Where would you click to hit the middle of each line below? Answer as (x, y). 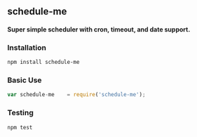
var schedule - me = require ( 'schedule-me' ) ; (76, 95)
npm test (20, 127)
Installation (27, 47)
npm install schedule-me (43, 63)
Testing (20, 113)
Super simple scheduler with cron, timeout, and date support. (99, 29)
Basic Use (25, 80)
